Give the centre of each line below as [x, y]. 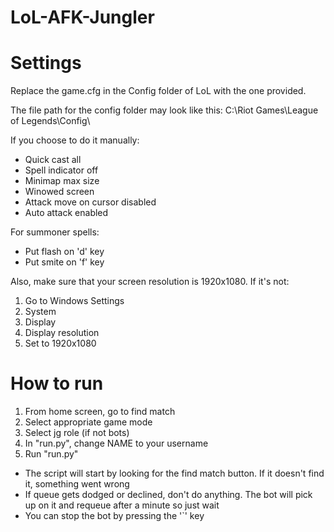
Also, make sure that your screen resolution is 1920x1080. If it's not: [150, 282]
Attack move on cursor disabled [90, 202]
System [40, 312]
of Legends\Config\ [50, 121]
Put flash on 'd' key [64, 252]
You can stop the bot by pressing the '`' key [114, 516]
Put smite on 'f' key [64, 262]
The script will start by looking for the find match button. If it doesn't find [174, 473]
